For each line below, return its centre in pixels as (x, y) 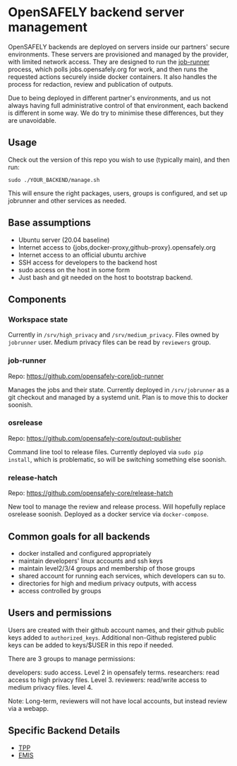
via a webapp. (28, 708)
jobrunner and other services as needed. (67, 200)
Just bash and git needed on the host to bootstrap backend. (105, 277)
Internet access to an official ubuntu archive (82, 255)
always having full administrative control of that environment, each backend (118, 105)
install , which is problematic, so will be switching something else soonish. (117, 459)
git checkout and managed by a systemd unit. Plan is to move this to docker (118, 397)
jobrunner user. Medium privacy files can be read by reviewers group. (109, 342)
